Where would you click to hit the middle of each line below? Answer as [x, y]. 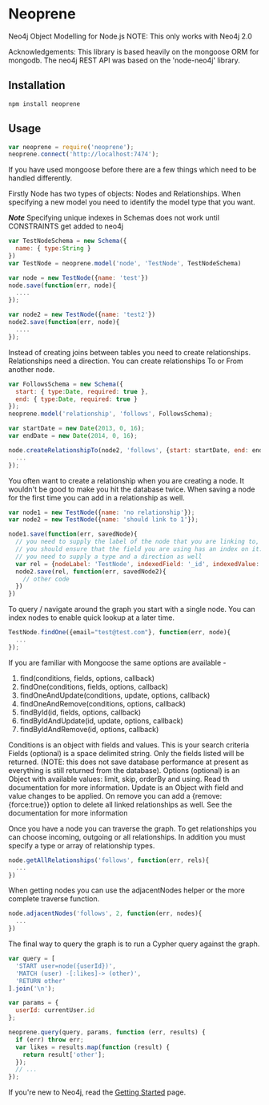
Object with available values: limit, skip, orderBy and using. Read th [119, 779]
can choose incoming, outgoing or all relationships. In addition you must [127, 837]
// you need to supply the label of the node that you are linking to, [138, 542]
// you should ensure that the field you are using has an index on [132, 549]
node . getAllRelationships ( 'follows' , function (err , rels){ [109, 860]
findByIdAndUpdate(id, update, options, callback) [102, 720]
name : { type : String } [53, 249]
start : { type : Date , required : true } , [82, 391]
